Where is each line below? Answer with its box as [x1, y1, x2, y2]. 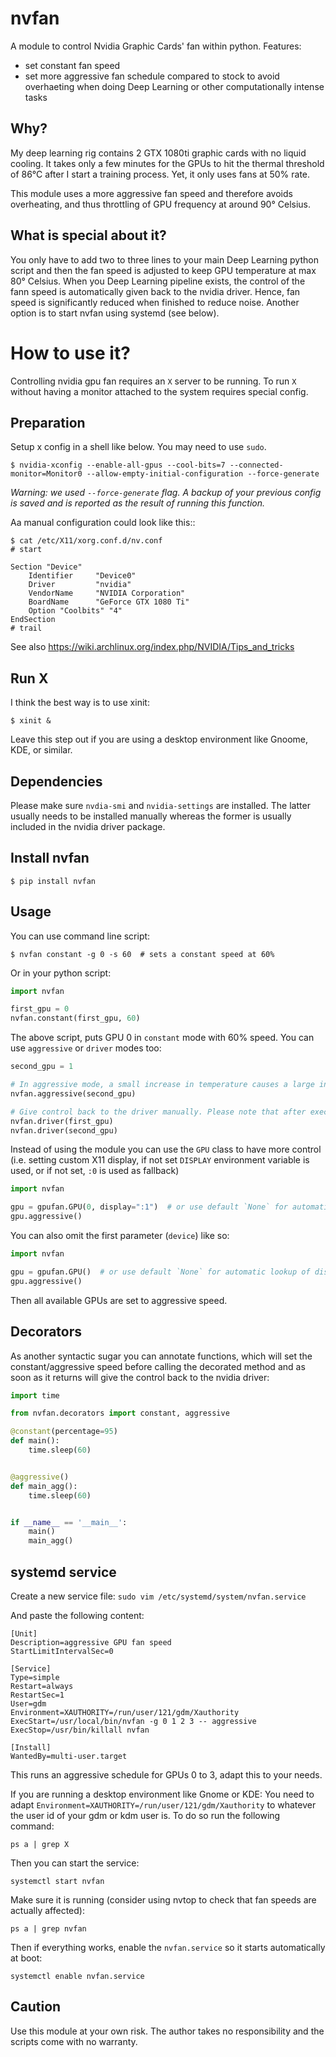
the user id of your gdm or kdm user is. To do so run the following [10, 1809, 281, 1821]
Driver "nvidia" [28, 580, 132, 590]
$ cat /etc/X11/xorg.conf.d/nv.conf [10, 536, 163, 546]
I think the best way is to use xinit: [10, 697, 150, 709]
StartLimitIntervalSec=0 [10, 1646, 114, 1656]
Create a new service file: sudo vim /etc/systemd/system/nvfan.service [10, 1590, 307, 1602]
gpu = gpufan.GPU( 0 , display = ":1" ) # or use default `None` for [10, 1202, 288, 1212]
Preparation [10, 414, 86, 431]
